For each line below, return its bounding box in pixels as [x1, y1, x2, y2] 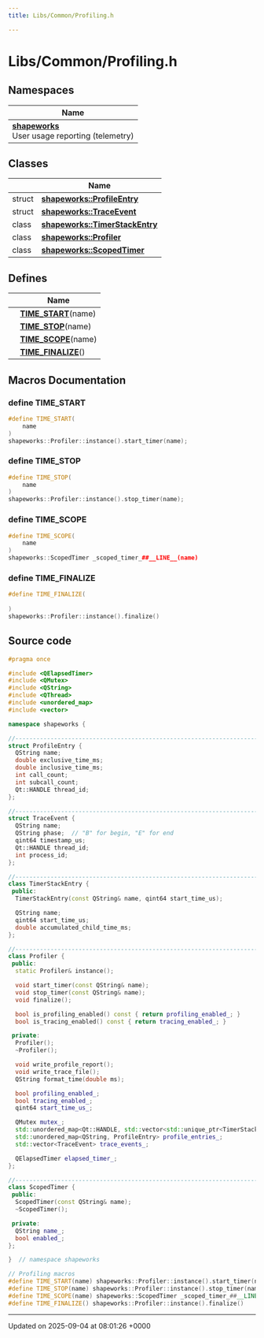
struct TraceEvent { [8, 815, 76, 823]
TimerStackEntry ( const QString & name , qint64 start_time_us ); [15, 895, 223, 903]
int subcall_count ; [15, 778, 79, 786]
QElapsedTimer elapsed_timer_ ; [15, 1154, 118, 1162]
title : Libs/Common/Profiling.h [8, 11, 114, 20]
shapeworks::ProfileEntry [41, 194, 139, 205]
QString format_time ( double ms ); [15, 1075, 125, 1083]
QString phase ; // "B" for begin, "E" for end [15, 829, 174, 838]
